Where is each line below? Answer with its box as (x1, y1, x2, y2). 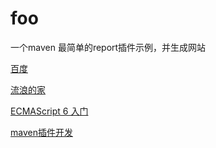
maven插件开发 (10, 126, 73, 138)
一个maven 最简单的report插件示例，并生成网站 (10, 41, 207, 53)
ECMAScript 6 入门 (10, 105, 89, 117)
